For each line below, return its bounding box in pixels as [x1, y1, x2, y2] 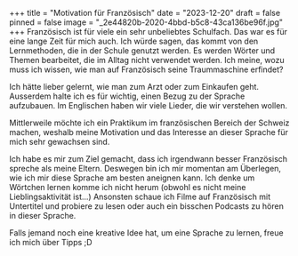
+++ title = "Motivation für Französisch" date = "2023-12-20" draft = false [9, 8, 281, 18]
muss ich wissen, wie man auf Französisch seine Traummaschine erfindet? [9, 64, 284, 75]
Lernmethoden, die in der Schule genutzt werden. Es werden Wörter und [9, 45, 276, 56]
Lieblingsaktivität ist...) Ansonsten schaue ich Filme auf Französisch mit [9, 191, 271, 202]
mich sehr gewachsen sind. [9, 137, 110, 147]
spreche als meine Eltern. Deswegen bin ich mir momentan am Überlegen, [9, 164, 282, 173]
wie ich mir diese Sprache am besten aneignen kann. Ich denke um [9, 172, 255, 183]
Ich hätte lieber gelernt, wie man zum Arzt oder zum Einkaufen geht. [9, 82, 260, 92]
